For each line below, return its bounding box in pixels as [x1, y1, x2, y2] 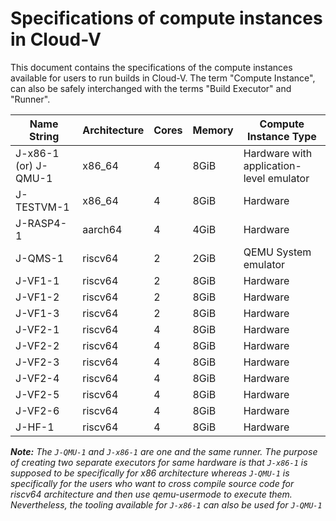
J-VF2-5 [15, 387, 60, 401]
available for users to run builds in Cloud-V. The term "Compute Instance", [10, 72, 316, 84]
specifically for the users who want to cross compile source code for [10, 477, 295, 489]
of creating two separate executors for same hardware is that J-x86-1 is [10, 456, 308, 468]
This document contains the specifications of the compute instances [10, 61, 293, 73]
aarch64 [82, 222, 123, 236]
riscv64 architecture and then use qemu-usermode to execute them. [10, 488, 293, 500]
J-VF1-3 [15, 306, 60, 320]
